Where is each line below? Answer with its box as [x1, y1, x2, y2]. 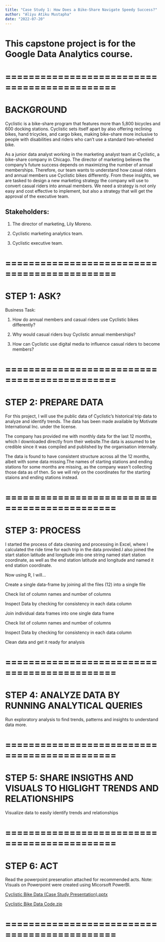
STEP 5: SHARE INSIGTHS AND [5, 772, 134, 784]
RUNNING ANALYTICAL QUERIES [5, 700, 143, 711]
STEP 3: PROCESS [5, 525, 81, 536]
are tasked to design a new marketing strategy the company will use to [5, 177, 149, 183]
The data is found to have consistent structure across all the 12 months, [5, 453, 150, 459]
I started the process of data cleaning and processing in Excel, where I [5, 541, 148, 547]
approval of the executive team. [5, 193, 69, 199]
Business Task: [5, 307, 36, 313]
